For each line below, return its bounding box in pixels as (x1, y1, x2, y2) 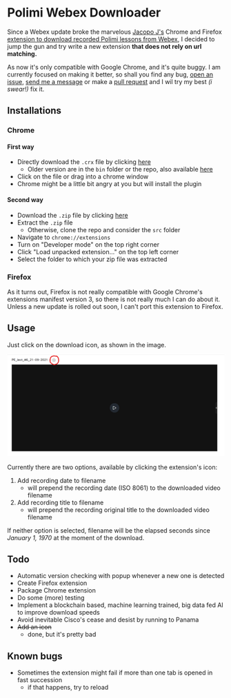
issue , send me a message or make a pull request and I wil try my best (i (7, 77, 212, 85)
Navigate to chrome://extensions (17, 233, 111, 241)
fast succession (17, 676, 63, 684)
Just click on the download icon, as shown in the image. (7, 340, 167, 349)
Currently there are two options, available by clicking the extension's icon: (7, 463, 218, 471)
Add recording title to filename (17, 498, 104, 506)
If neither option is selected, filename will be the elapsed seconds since (7, 526, 210, 535)
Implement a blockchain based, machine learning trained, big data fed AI (17, 601, 224, 609)
